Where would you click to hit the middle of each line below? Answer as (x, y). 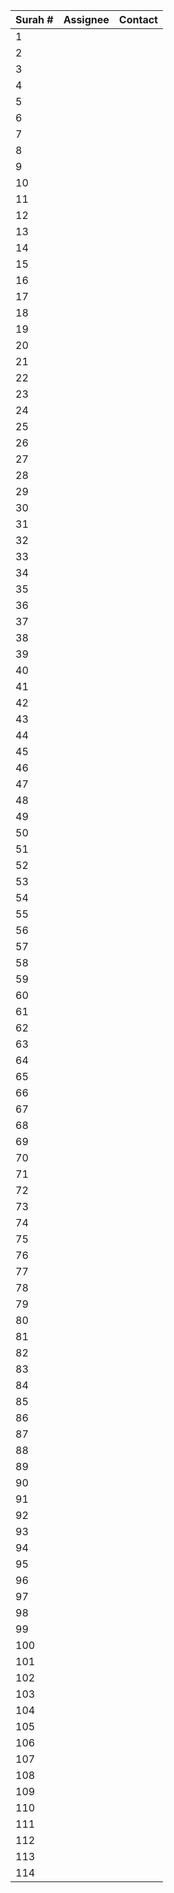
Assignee (86, 19)
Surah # (34, 19)
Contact (138, 19)
